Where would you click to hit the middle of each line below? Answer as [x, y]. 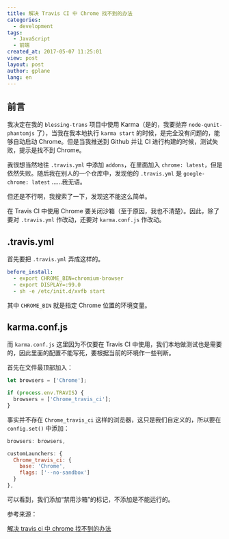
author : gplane [29, 71]
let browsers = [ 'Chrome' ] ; [47, 381]
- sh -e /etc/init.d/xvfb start [59, 291]
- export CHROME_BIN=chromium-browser [69, 278]
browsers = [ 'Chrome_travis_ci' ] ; [62, 399]
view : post [23, 58]
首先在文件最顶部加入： [40, 368]
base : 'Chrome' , [43, 466]
